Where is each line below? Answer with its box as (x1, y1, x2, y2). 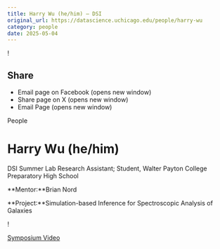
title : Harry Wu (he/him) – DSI (7, 10, 102, 18)
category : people (7, 23, 58, 30)
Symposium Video (7, 234, 60, 242)
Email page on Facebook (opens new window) (17, 88, 152, 97)
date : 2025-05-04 (7, 29, 58, 37)
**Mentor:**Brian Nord (7, 185, 77, 194)
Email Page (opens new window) (17, 103, 112, 112)
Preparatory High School (7, 172, 79, 180)
